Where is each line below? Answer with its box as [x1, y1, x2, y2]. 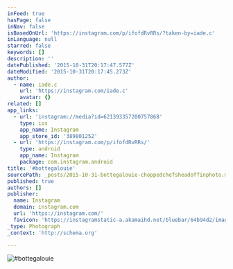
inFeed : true [7, 10, 45, 17]
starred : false [7, 42, 51, 49]
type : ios [19, 119, 49, 127]
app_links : [7, 107, 39, 114]
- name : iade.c [13, 81, 58, 88]
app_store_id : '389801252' [19, 132, 98, 139]
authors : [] [7, 184, 42, 191]
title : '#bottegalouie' [7, 164, 76, 172]
